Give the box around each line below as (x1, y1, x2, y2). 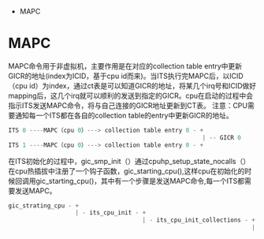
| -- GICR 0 (202, 133, 242, 141)
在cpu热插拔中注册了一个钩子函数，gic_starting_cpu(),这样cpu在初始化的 (8, 166, 245, 176)
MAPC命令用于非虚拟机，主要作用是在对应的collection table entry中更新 (8, 61, 243, 70)
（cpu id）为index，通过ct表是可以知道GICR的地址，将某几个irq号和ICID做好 (8, 80, 257, 90)
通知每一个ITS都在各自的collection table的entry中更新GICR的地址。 (14, 110, 234, 120)
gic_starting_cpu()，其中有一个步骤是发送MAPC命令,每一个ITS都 (35, 176, 245, 185)
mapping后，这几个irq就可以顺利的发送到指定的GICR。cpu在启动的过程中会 (8, 91, 254, 100)
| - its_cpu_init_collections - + (142, 216, 256, 224)
